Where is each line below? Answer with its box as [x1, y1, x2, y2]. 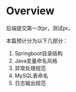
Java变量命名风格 [14, 57, 58, 64]
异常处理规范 [14, 64, 46, 72]
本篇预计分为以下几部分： [6, 37, 68, 44]
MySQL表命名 [14, 72, 48, 79]
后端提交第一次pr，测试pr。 [6, 24, 74, 31]
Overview [6, 4, 55, 18]
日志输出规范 [14, 79, 46, 87]
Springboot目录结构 [14, 49, 63, 57]
